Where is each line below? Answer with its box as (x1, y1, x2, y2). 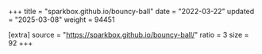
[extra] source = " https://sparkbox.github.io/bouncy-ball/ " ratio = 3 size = (8, 31, 249, 39)
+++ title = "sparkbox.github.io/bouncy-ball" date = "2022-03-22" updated (8, 7, 255, 16)
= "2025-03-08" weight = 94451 (8, 15, 115, 24)
